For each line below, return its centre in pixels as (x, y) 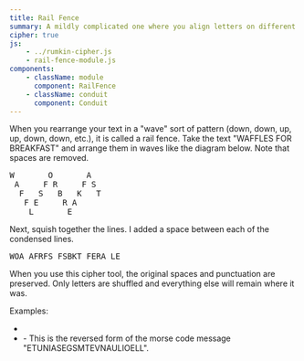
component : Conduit (70, 103)
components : (32, 69)
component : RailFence (75, 86)
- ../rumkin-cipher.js (69, 52)
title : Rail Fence (44, 18)
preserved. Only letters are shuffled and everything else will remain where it (152, 283)
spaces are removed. (49, 158)
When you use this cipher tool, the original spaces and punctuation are (142, 274)
